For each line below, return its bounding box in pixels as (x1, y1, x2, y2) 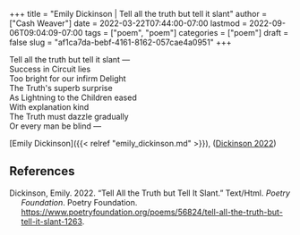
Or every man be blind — (9, 121, 101, 131)
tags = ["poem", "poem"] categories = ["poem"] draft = (84, 28, 289, 38)
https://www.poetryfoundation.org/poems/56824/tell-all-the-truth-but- (21, 206, 284, 217)
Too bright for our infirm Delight (9, 73, 127, 84)
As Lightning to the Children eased (9, 92, 137, 103)
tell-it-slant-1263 (21, 215, 82, 227)
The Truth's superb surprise (9, 83, 114, 93)
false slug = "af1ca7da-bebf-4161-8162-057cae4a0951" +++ (9, 37, 232, 47)
